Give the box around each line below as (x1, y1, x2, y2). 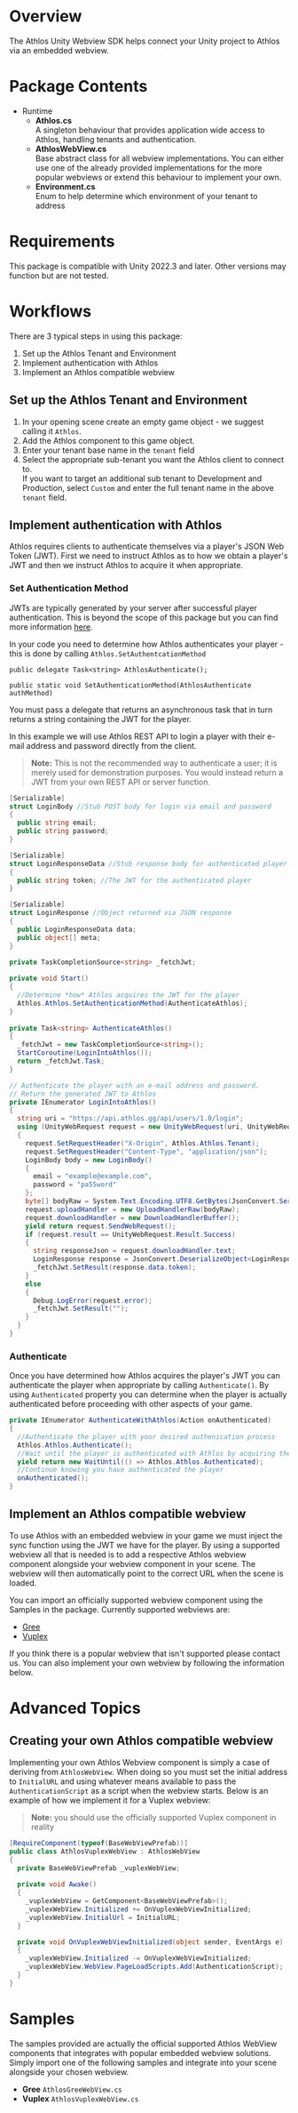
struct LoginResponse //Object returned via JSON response (9, 909, 232, 918)
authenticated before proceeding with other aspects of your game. (9, 1399, 253, 1410)
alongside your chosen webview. (9, 2066, 129, 2077)
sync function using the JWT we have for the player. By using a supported (9, 1539, 280, 1550)
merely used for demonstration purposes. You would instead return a (30, 767, 284, 777)
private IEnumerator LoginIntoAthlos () (9, 1097, 157, 1106)
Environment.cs (35, 181, 96, 192)
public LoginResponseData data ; (17, 925, 137, 934)
